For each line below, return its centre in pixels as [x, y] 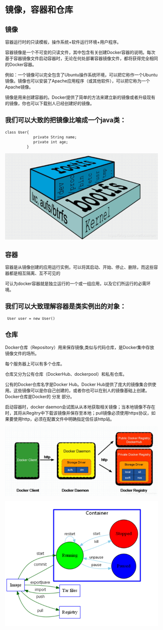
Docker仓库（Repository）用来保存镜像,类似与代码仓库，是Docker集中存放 [80, 347]
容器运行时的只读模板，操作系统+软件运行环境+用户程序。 [63, 42]
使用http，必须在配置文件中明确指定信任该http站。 [64, 419]
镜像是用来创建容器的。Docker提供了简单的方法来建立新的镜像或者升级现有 [80, 97]
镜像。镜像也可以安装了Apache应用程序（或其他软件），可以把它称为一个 [78, 81]
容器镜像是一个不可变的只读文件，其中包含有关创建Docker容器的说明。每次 [80, 52]
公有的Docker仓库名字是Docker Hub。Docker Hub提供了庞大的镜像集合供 [79, 384]
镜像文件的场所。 [22, 353]
